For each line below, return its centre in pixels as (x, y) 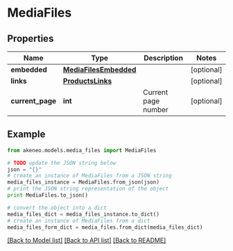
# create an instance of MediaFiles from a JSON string (89, 176)
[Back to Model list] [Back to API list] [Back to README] (87, 241)
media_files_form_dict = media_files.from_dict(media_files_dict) (105, 227)
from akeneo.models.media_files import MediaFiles (82, 150)
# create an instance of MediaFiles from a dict (79, 220)
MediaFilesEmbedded (100, 70)
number (156, 110)
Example (26, 135)
